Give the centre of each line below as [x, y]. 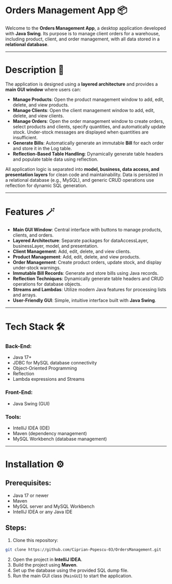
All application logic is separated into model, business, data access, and [82, 169]
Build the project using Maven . [45, 565]
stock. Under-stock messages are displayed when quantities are [81, 132]
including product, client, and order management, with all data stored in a [83, 39]
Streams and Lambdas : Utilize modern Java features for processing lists [89, 289]
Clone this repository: [35, 540]
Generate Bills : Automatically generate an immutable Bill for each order [88, 143]
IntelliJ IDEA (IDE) [31, 428]
